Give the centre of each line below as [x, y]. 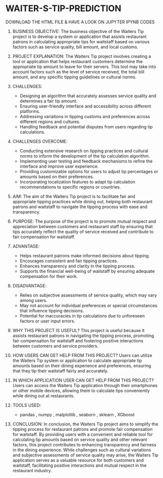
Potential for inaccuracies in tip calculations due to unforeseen [82, 316]
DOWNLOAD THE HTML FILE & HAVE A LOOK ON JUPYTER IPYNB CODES [80, 22]
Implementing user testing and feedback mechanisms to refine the [86, 161]
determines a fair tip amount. [49, 101]
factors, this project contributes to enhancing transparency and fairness [84, 444]
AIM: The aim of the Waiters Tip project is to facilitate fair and [74, 196]
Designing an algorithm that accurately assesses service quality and [88, 96]
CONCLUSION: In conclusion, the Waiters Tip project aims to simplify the [85, 424]
